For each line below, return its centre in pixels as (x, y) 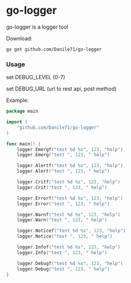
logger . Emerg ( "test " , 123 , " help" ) (63, 155)
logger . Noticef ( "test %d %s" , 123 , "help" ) (71, 231)
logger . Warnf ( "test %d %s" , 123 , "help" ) (68, 214)
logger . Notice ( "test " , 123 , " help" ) (65, 237)
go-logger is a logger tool (37, 27)
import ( (17, 122)
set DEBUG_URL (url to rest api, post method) (61, 89)
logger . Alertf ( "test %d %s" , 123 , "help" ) (70, 166)
